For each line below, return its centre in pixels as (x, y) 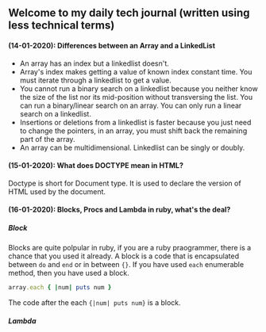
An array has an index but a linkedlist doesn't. (94, 63)
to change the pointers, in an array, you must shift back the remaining (133, 131)
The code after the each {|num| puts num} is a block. (94, 303)
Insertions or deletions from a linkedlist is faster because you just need (135, 122)
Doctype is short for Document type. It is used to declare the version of (125, 183)
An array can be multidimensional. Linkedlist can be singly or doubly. (132, 147)
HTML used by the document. (57, 191)
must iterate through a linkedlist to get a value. (96, 80)
